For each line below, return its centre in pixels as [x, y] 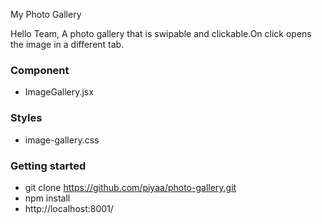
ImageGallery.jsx [59, 92]
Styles [26, 118]
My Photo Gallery [46, 14]
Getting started [48, 166]
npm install [47, 198]
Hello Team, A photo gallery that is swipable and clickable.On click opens [161, 33]
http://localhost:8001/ [69, 208]
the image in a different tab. [67, 44]
